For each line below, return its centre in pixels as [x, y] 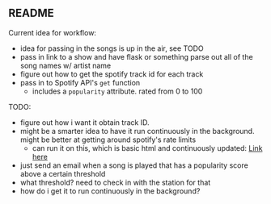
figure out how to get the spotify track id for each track [112, 74]
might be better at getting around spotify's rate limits [108, 139]
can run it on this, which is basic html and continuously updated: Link [147, 148]
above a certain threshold [63, 173]
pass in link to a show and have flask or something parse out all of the [136, 56]
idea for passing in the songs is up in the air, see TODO [112, 48]
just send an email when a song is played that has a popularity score [134, 165]
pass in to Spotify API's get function [80, 82]
